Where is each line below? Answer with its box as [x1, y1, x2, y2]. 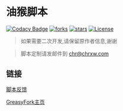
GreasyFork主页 [6, 98, 46, 105]
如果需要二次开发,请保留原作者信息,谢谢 [20, 37, 117, 44]
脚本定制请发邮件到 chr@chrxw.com [20, 50, 109, 57]
